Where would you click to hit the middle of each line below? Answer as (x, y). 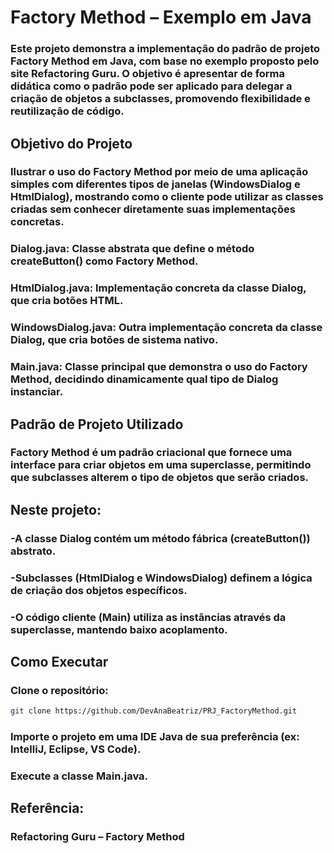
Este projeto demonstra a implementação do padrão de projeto (165, 49)
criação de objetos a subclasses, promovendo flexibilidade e (160, 99)
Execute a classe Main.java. (79, 776)
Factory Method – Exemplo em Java (161, 17)
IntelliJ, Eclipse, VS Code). (76, 749)
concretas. (37, 222)
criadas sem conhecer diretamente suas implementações (153, 209)
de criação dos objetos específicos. (99, 590)
